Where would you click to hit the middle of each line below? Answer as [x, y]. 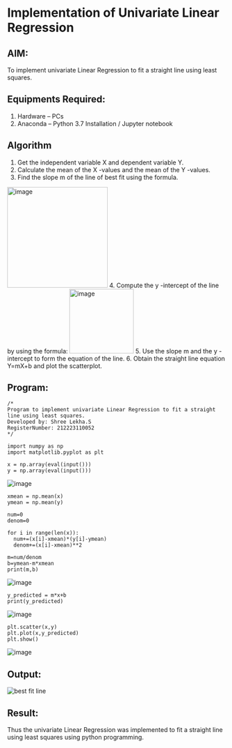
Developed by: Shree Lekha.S [49, 422]
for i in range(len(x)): [43, 533]
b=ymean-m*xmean [31, 564]
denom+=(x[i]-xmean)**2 [48, 545]
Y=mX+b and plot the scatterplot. [55, 366]
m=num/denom [24, 558]
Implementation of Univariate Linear [114, 13]
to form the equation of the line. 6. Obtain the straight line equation [130, 358]
